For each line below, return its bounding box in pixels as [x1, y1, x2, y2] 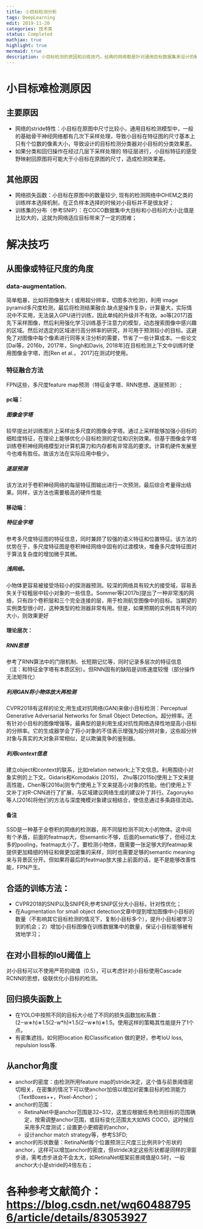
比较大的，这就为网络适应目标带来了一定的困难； [14, 214, 137, 221]
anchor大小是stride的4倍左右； [14, 1161, 93, 1169]
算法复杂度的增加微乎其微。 [11, 550, 80, 557]
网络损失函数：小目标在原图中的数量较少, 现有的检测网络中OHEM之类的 [14, 192, 193, 199]
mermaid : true [6, 48, 42, 54]
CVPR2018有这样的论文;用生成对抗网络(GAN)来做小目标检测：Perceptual [6, 705, 188, 712]
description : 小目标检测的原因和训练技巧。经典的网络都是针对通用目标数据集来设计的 [6, 54, 195, 60]
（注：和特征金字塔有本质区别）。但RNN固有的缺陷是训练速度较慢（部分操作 [6, 666, 195, 673]
